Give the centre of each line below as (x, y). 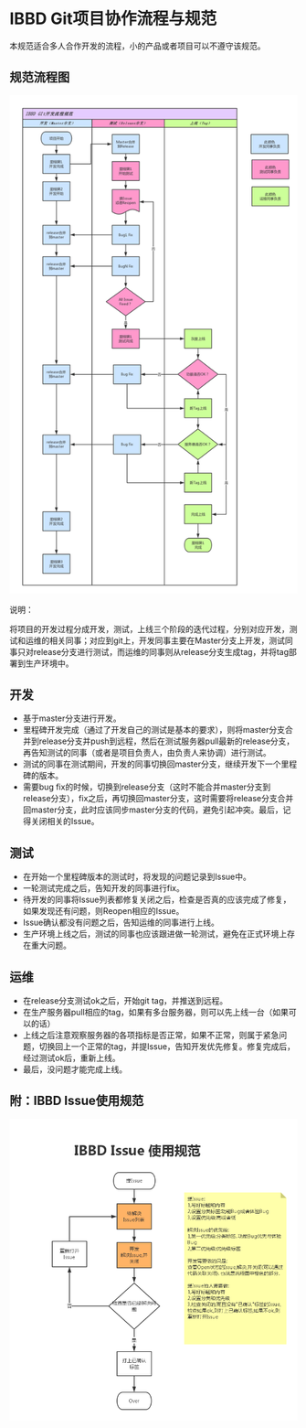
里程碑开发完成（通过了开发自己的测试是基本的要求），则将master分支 (154, 730)
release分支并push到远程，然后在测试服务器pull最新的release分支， (167, 741)
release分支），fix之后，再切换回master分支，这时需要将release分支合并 (158, 799)
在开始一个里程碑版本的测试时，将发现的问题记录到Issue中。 (137, 877)
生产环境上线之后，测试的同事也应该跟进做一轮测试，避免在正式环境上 (155, 934)
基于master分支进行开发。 (72, 718)
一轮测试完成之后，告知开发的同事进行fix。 (104, 888)
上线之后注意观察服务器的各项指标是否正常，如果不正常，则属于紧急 (151, 1035)
